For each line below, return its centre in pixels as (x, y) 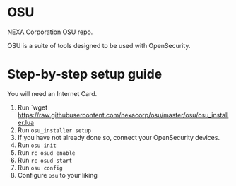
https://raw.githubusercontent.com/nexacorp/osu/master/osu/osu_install (123, 115)
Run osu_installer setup (54, 130)
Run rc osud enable (46, 152)
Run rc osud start (45, 160)
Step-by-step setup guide (85, 74)
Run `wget (33, 107)
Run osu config (40, 168)
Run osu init (37, 145)
